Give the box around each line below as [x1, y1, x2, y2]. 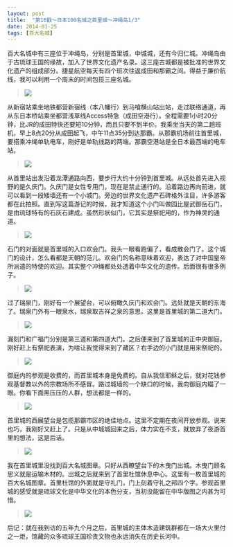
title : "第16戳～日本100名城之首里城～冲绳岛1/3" [7, 17, 141, 24]
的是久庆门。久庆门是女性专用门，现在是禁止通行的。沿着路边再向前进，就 [12, 183, 226, 191]
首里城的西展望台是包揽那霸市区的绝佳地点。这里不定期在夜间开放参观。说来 [7, 416, 226, 424]
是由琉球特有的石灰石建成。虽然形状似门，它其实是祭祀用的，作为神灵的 [7, 208, 214, 217]
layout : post [7, 10, 45, 17]
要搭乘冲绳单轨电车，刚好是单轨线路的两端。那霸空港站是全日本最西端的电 [7, 138, 220, 146]
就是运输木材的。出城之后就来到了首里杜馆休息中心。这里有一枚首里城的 [19, 470, 226, 478]
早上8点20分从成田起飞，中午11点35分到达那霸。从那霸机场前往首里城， [19, 129, 225, 137]
